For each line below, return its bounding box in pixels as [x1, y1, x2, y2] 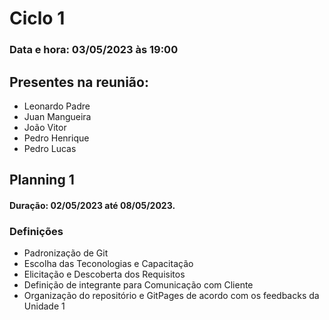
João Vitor [23, 121, 67, 133]
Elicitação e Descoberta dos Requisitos [23, 268, 186, 281]
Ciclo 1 [9, 7, 66, 30]
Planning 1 [9, 172, 75, 189]
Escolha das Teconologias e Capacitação [23, 258, 194, 270]
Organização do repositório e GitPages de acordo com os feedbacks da [23, 290, 320, 302]
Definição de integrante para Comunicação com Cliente [23, 279, 254, 291]
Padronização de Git [23, 247, 109, 259]
